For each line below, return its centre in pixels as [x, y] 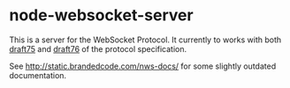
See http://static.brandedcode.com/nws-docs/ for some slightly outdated [143, 66]
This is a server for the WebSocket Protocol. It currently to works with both [145, 40]
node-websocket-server [101, 15]
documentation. [38, 75]
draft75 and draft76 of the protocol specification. [98, 48]
